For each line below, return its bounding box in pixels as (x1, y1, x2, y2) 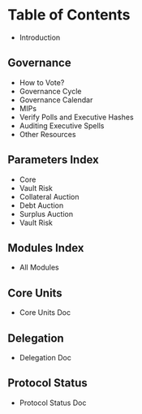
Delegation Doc (19, 353, 72, 362)
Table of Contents (7, 6, 131, 24)
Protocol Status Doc (19, 398, 87, 408)
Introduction (19, 32, 61, 42)
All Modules (19, 262, 60, 273)
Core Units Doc (19, 308, 71, 317)
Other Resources (19, 129, 76, 139)
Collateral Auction (19, 192, 80, 201)
